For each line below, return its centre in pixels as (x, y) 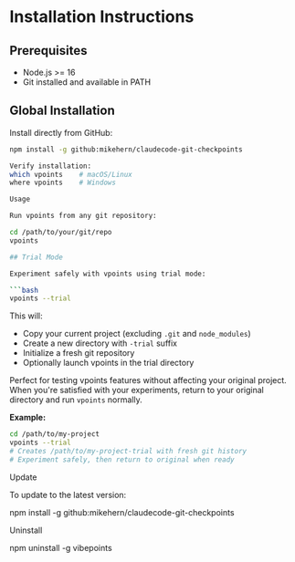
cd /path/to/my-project (55, 434)
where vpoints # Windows (63, 183)
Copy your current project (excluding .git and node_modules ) (137, 334)
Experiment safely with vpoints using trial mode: (108, 274)
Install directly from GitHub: (61, 132)
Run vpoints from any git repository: (83, 216)
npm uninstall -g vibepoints (61, 547)
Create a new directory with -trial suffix (100, 343)
